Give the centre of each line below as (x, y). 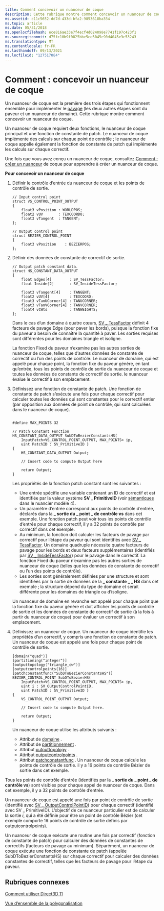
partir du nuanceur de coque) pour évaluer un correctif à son (73, 617)
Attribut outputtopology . (44, 750)
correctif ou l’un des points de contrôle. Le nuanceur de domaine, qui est (85, 359)
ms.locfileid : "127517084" (32, 55)
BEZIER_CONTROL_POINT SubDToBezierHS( (51, 678)
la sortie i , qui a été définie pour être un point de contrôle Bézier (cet (74, 815)
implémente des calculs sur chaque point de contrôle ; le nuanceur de (75, 139)
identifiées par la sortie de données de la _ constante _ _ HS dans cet (89, 582)
